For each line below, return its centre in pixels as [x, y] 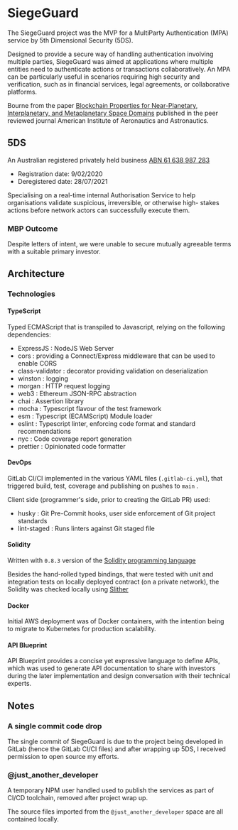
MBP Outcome [33, 229]
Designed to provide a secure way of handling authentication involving [110, 54]
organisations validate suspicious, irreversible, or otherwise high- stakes [113, 202]
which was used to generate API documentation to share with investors [112, 668]
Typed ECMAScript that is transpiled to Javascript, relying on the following [116, 327]
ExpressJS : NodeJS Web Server [66, 348]
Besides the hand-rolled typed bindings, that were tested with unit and [110, 574]
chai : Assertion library [50, 401]
